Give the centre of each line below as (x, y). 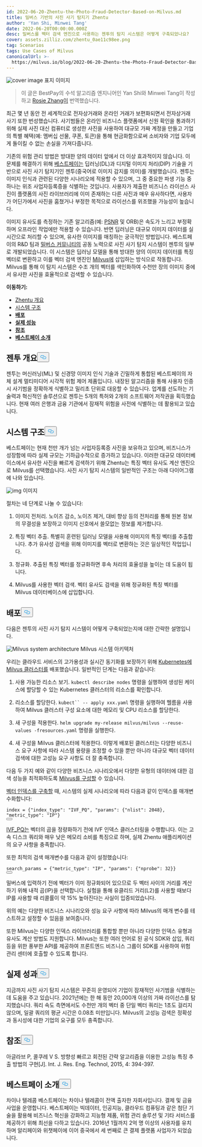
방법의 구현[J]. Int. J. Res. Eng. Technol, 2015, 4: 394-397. (83, 1064)
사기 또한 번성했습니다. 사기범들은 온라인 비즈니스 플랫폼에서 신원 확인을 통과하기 (101, 120)
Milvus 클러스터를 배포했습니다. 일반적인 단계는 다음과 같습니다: (81, 669)
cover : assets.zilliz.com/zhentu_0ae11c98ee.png (68, 40)
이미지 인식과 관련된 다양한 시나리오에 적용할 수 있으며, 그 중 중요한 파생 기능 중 (99, 179)
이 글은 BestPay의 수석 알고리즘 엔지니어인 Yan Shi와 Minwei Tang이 (103, 93)
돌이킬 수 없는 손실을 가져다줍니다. (53, 143)
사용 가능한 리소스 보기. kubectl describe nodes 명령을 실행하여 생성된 (99, 682)
